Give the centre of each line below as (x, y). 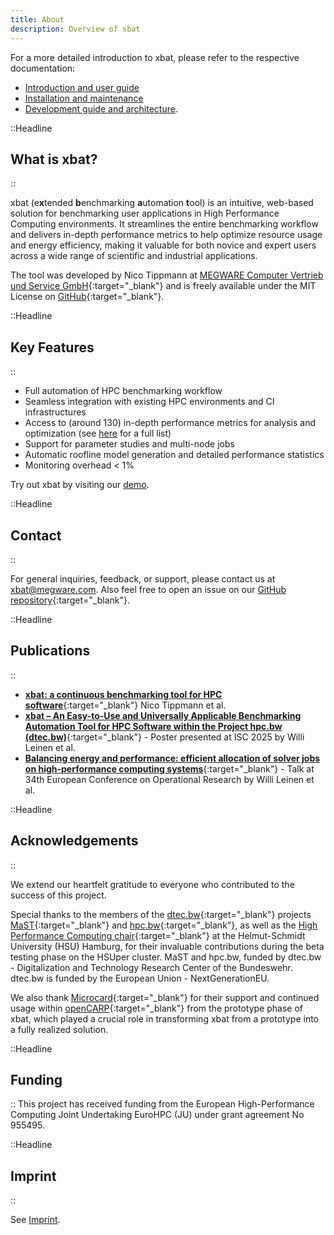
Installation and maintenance (84, 98)
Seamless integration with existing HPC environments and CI (149, 402)
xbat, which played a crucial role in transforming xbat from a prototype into (164, 1018)
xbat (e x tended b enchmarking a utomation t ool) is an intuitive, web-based (162, 203)
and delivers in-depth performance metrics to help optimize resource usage (166, 235)
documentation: (43, 68)
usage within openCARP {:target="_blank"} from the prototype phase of (157, 1008)
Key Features (52, 347)
